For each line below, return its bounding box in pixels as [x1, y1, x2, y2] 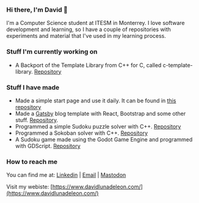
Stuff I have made [6, 83, 60, 91]
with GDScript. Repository [15, 142, 81, 149]
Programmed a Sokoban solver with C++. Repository [15, 129, 148, 137]
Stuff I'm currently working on [6, 48, 98, 56]
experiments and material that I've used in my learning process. [6, 32, 167, 40]
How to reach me [6, 157, 58, 166]
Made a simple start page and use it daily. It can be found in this [15, 97, 176, 104]
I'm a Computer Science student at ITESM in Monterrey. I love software [6, 20, 185, 27]
